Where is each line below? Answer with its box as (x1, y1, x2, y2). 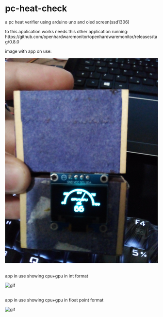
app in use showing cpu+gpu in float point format (5, 297, 104, 303)
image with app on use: (5, 48, 52, 54)
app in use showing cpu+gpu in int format (5, 273, 88, 278)
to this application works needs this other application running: (5, 28, 129, 34)
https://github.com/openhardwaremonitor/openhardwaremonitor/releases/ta (5, 34, 158, 40)
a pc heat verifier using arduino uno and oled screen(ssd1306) (5, 19, 130, 25)
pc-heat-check (5, 3, 67, 14)
